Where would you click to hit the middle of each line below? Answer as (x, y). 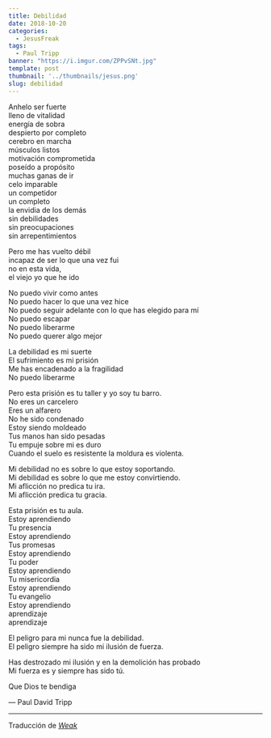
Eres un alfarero (35, 410)
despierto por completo (48, 132)
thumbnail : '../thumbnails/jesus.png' (73, 76)
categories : (28, 31)
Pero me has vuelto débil (50, 251)
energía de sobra (37, 124)
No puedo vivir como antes (53, 293)
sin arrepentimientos (42, 235)
